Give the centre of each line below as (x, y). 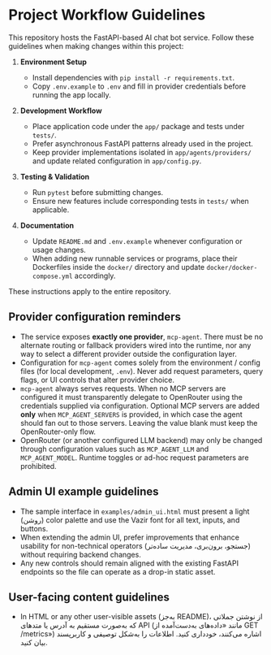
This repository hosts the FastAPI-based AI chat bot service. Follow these (131, 37)
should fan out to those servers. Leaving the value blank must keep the (139, 423)
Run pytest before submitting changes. (98, 192)
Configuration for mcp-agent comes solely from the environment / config (140, 362)
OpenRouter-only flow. (58, 432)
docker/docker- (232, 267)
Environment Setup (54, 62)
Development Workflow (61, 111)
